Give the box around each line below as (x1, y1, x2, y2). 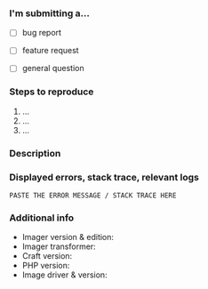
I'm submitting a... (9, 7, 91, 20)
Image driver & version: (21, 269, 108, 280)
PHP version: (21, 261, 70, 271)
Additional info (9, 212, 75, 224)
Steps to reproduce (9, 85, 94, 98)
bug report (21, 28, 62, 38)
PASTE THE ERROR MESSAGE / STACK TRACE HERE (9, 191, 177, 200)
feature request (21, 45, 79, 56)
